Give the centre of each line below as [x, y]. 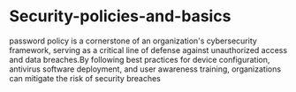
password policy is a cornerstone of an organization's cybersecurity [133, 41]
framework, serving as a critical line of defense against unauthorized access [148, 50]
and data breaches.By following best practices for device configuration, [140, 59]
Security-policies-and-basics [120, 16]
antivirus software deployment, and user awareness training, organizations [145, 69]
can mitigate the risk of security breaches [85, 78]
